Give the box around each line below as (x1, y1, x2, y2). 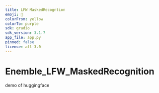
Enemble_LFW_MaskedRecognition (5, 66, 155, 77)
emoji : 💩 (5, 12, 23, 17)
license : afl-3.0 (5, 44, 41, 49)
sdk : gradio (5, 26, 30, 31)
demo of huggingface (5, 82, 50, 88)
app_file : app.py (5, 35, 41, 40)
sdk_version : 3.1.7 (5, 30, 46, 35)
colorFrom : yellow (5, 16, 43, 21)
